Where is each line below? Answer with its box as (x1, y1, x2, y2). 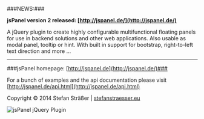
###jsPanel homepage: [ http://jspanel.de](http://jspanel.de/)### (7, 65, 168, 72)
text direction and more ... (7, 47, 71, 55)
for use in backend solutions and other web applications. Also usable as (7, 35, 186, 41)
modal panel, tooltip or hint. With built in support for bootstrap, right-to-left (7, 41, 193, 48)
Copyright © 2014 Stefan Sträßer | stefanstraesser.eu (7, 94, 140, 102)
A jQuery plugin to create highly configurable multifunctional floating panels (7, 28, 196, 35)
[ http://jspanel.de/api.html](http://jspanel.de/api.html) (7, 83, 140, 90)
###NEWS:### (7, 5, 45, 12)
